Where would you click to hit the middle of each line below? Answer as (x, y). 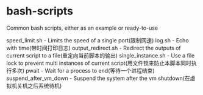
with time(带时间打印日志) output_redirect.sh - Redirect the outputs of (94, 48)
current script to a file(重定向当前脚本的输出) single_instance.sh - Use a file (101, 55)
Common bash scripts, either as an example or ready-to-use (82, 28)
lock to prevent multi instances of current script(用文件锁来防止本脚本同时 (99, 63)
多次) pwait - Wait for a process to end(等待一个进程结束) (83, 70)
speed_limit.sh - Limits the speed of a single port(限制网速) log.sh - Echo (98, 40)
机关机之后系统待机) (37, 85)
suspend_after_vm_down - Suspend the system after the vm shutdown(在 (98, 78)
